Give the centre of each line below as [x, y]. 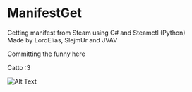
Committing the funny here [47, 54]
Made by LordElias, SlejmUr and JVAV [62, 40]
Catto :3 [19, 67]
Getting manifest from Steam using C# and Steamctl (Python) [96, 33]
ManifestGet [45, 13]
